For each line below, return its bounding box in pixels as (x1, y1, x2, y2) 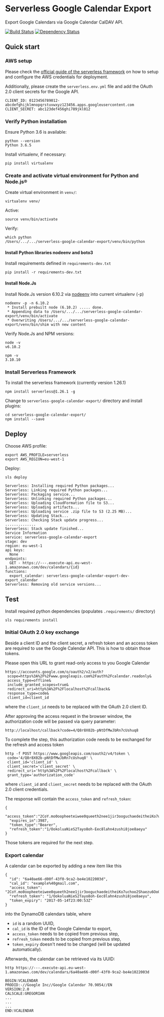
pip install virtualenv (5, 161, 54, 166)
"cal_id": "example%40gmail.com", (9, 881, 80, 886)
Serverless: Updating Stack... (5, 513, 69, 518)
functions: (5, 569, 27, 574)
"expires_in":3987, (9, 818, 49, 823)
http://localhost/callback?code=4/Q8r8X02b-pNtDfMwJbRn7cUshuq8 (5, 728, 139, 733)
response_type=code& (7, 691, 49, 696)
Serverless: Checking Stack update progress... (5, 518, 104, 522)
